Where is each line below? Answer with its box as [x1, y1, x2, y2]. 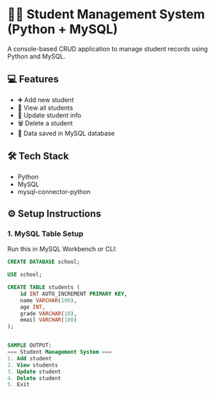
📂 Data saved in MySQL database [17, 129, 115, 137]
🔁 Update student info [17, 110, 82, 119]
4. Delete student [7, 374, 61, 382]
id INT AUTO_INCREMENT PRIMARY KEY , [20, 290, 128, 298]
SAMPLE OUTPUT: [7, 342, 52, 349]
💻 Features [7, 73, 59, 85]
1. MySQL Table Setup [7, 229, 84, 239]
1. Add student [7, 355, 52, 362]
